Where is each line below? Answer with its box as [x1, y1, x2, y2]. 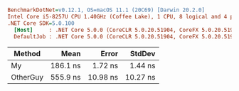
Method [14, 49, 41, 59]
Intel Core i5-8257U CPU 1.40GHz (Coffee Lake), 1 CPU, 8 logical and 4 [7, 13, 228, 20]
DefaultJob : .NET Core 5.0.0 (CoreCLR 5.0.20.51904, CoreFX [14, 33, 199, 40]
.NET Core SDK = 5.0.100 [7, 19, 75, 27]
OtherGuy [11, 73, 44, 82]
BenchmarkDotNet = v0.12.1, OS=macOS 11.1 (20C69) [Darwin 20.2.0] [7, 6, 205, 14]
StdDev [130, 49, 156, 59]
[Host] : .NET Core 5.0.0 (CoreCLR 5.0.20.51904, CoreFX [14, 26, 199, 33]
